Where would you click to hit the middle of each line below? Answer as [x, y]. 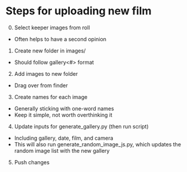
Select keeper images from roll [52, 27]
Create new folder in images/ [50, 50]
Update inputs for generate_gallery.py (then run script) [81, 126]
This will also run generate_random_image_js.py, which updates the [98, 144]
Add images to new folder [46, 73]
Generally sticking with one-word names [64, 108]
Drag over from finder [41, 85]
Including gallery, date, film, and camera [64, 138]
